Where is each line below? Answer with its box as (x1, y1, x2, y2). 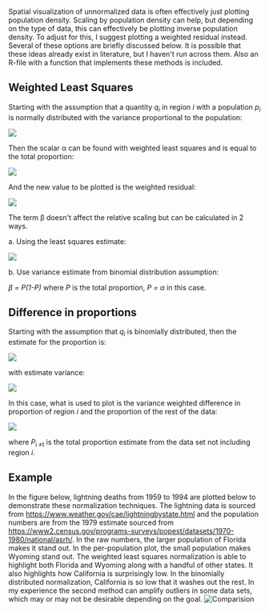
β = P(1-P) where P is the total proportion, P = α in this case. (8, 282, 207, 292)
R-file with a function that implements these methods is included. (8, 58, 223, 67)
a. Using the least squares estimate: (8, 236, 126, 246)
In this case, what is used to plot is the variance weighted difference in (8, 398, 241, 408)
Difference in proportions (8, 306, 138, 319)
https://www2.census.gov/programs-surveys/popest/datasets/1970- (8, 526, 235, 535)
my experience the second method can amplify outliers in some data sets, (8, 586, 252, 595)
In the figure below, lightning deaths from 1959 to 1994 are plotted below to (8, 492, 256, 502)
